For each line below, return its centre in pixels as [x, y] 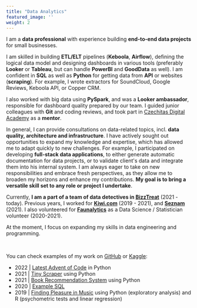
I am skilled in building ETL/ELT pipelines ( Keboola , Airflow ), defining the [95, 57]
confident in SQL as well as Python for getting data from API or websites [94, 76]
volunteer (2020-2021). [34, 216]
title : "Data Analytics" [36, 11]
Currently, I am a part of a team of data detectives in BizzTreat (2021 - [92, 197]
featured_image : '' [30, 17]
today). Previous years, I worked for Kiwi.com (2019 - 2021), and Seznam [96, 203]
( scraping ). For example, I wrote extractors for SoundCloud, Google [88, 82]
